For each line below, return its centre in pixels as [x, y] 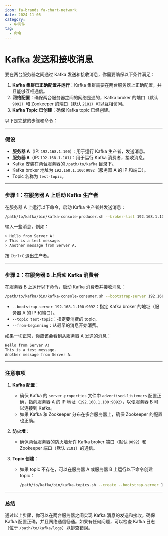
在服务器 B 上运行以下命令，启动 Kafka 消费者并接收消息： [65, 287]
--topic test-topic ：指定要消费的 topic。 [56, 319]
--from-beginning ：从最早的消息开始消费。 [57, 325]
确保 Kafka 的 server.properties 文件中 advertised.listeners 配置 [88, 396]
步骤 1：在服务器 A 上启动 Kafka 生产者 [52, 195]
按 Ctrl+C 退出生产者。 [28, 256]
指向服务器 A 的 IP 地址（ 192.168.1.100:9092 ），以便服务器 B [91, 402]
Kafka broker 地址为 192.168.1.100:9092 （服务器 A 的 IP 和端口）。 [80, 170]
